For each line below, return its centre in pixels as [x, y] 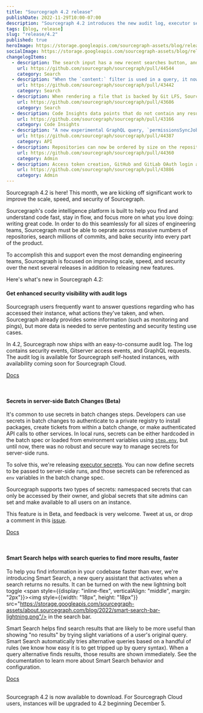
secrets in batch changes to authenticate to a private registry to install [93, 421]
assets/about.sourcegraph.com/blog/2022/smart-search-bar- [83, 610]
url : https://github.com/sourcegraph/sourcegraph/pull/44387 [95, 136]
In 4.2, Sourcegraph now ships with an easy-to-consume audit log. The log [99, 344]
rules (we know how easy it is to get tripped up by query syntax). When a [97, 648]
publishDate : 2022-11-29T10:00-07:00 [54, 18]
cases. [14, 333]
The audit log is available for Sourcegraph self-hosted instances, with [93, 357]
